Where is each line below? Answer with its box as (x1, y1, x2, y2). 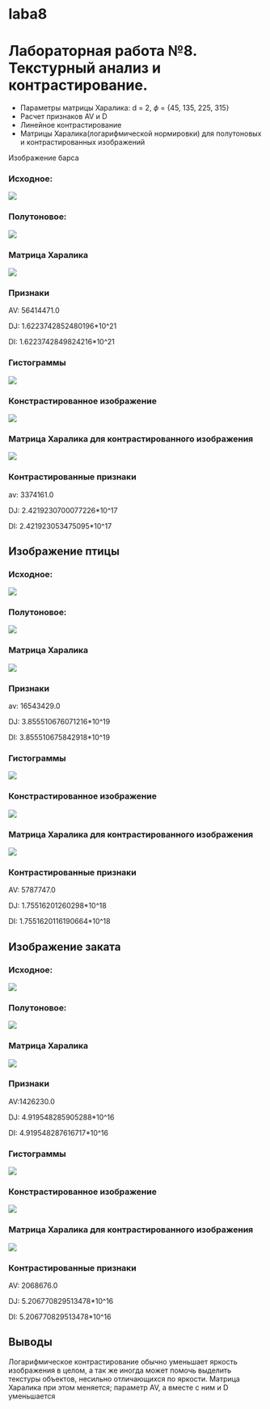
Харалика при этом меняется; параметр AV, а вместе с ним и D (8, 1382, 229, 1392)
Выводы (8, 1335, 53, 1349)
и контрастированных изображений (19, 137, 146, 147)
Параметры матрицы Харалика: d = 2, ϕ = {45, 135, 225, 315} (19, 103, 230, 113)
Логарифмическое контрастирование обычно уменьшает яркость (8, 1356, 238, 1366)
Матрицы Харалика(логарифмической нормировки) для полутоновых (19, 129, 262, 138)
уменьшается (8, 1391, 56, 1401)
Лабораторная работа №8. (8, 42, 197, 61)
